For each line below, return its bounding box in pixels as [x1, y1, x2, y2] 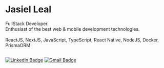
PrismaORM [5, 42, 31, 48]
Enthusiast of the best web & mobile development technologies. [5, 26, 140, 32]
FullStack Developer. [5, 20, 49, 27]
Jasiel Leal [5, 4, 52, 15]
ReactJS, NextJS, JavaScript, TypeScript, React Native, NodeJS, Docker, [5, 37, 159, 43]
